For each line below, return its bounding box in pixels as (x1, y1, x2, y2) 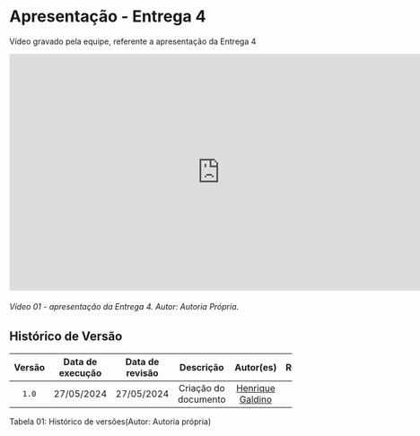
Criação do (178, 381, 226, 394)
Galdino (239, 393, 272, 405)
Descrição (179, 361, 224, 373)
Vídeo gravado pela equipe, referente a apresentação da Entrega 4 (9, 36, 257, 47)
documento (178, 393, 226, 405)
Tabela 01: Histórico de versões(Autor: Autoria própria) (9, 415, 212, 427)
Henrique (236, 381, 276, 394)
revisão (126, 366, 159, 379)
